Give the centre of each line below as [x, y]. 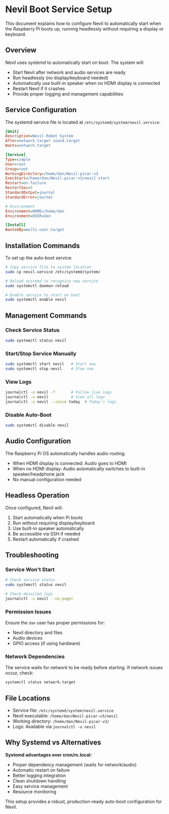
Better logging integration [39, 775]
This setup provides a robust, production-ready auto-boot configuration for [84, 801]
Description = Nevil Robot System [39, 136]
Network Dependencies [35, 656]
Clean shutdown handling [39, 780]
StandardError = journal [29, 197]
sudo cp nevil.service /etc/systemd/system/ [53, 272]
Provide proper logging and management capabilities [68, 94]
